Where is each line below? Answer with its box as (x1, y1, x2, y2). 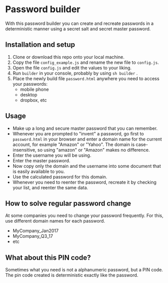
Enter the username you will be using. (12, 152, 92, 158)
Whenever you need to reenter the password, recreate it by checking (12, 179, 157, 185)
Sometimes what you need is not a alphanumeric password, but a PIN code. (5, 267, 163, 273)
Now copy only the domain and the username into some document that (12, 163, 161, 169)
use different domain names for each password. (5, 218, 105, 224)
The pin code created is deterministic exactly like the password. (5, 272, 139, 278)
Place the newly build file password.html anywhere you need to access (12, 75, 159, 82)
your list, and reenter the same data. (12, 184, 89, 191)
